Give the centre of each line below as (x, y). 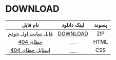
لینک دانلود (73, 25)
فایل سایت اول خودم (30, 34)
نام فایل (31, 25)
